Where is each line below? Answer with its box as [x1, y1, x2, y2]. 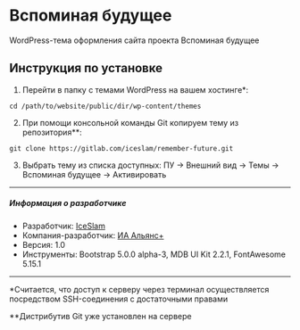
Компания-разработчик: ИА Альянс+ [21, 229, 164, 241]
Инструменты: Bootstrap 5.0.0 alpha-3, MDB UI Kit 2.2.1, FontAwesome [21, 249, 287, 260]
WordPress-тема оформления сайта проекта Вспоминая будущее [9, 35, 260, 45]
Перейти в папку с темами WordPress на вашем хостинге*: [21, 84, 249, 95]
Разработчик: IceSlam [21, 220, 105, 231]
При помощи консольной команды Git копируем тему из [21, 117, 239, 128]
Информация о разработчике [9, 198, 127, 209]
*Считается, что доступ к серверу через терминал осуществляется [9, 284, 270, 294]
